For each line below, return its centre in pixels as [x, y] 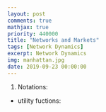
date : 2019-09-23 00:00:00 [47, 67]
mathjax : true [28, 27]
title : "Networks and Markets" [53, 40]
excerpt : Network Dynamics [47, 54]
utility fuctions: [39, 101]
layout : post [26, 14]
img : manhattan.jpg [36, 60]
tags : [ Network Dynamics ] [45, 47]
